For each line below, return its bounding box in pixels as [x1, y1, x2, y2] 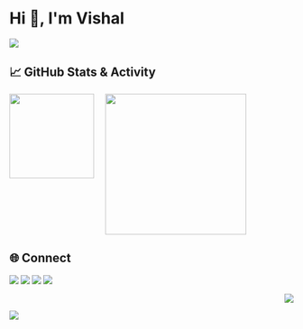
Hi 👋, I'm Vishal [9, 8, 124, 29]
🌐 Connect [9, 251, 71, 266]
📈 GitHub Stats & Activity [9, 65, 156, 80]
